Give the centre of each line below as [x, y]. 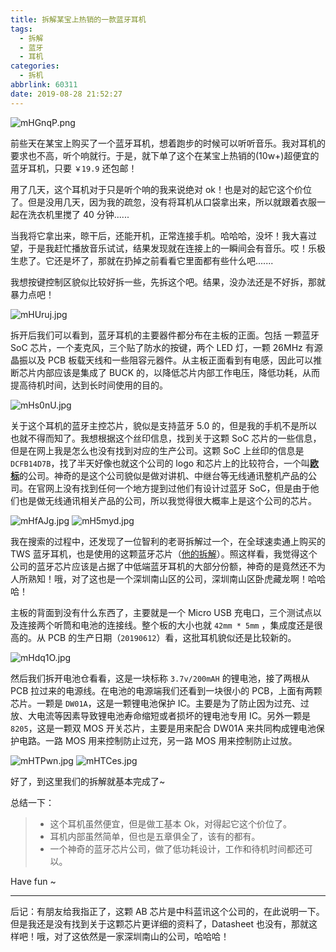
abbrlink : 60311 [44, 85]
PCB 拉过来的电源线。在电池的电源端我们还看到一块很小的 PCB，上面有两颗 [166, 690]
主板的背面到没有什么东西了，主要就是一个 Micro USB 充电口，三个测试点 [161, 612]
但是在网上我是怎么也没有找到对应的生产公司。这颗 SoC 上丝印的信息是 [157, 450]
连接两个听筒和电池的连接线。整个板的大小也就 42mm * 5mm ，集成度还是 [166, 625]
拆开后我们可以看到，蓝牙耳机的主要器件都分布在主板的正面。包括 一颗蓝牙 [165, 335]
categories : [35, 66]
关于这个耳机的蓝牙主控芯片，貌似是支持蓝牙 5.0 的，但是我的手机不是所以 [164, 425]
